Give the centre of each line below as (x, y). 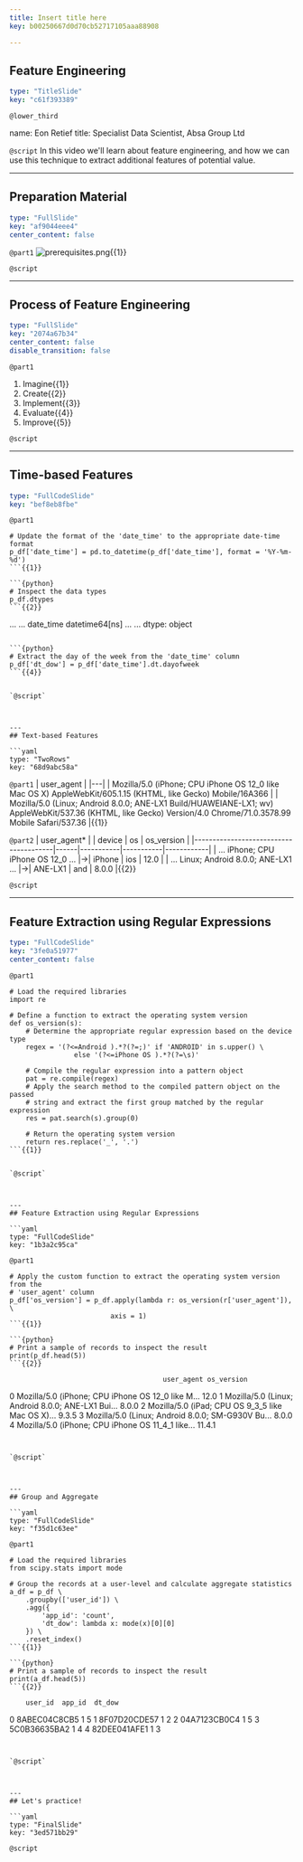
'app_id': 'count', (78, 1615)
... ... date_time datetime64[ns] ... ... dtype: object (101, 624)
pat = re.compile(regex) (72, 1078)
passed (22, 1094)
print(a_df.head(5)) (48, 1678)
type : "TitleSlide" (46, 91)
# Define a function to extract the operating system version (129, 1015)
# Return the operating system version (101, 1134)
